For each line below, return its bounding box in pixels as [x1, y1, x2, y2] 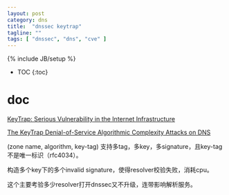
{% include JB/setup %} [7, 54, 76, 63]
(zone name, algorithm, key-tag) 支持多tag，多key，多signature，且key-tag [7, 143, 223, 151]
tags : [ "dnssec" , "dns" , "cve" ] [7, 36, 107, 43]
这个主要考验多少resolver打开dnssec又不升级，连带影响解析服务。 [7, 181, 197, 189]
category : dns [7, 17, 48, 23]
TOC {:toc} [17, 68, 48, 76]
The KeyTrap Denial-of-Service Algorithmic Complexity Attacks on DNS [7, 128, 211, 136]
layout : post [7, 10, 45, 17]
